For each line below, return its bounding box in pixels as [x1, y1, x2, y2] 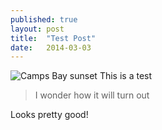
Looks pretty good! [10, 109, 89, 121]
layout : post [10, 24, 65, 34]
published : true [10, 14, 78, 25]
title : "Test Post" [10, 33, 97, 43]
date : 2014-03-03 [10, 42, 92, 53]
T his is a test [99, 70, 153, 82]
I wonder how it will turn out [34, 89, 150, 101]
